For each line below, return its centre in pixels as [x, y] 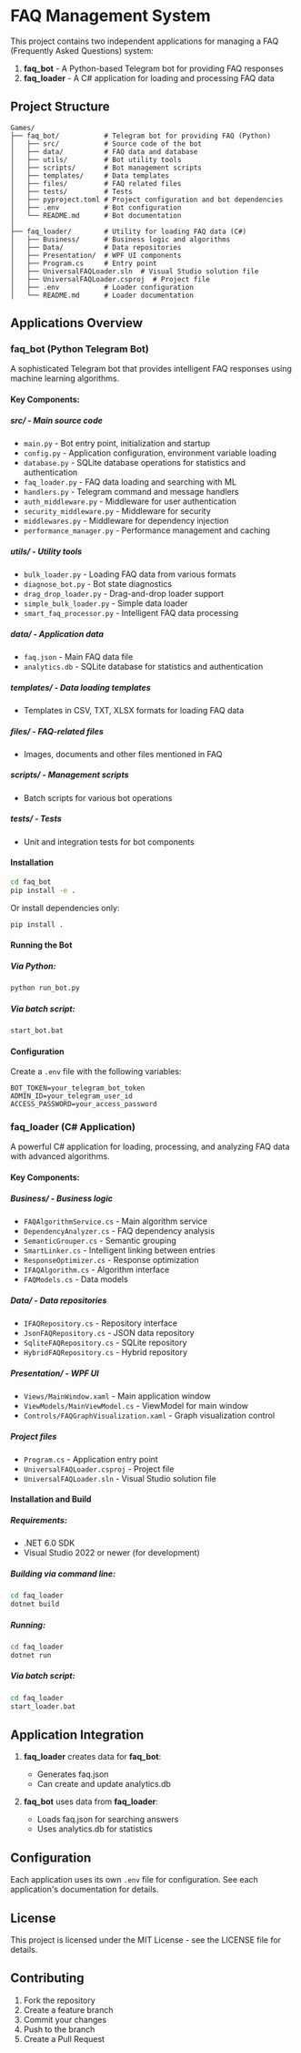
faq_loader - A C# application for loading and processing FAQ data [149, 77]
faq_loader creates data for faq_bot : [92, 1757]
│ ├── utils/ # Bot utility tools [96, 159]
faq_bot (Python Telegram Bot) [80, 349]
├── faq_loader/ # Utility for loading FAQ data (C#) [129, 231]
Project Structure [60, 107]
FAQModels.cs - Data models [75, 1279]
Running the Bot [41, 945]
